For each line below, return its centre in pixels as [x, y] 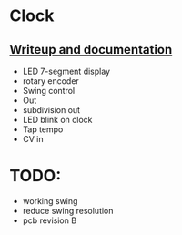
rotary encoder [51, 81]
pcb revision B [50, 220]
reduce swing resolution [68, 210]
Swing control [49, 91]
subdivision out [51, 110]
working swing [50, 200]
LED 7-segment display [66, 71]
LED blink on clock [57, 120]
